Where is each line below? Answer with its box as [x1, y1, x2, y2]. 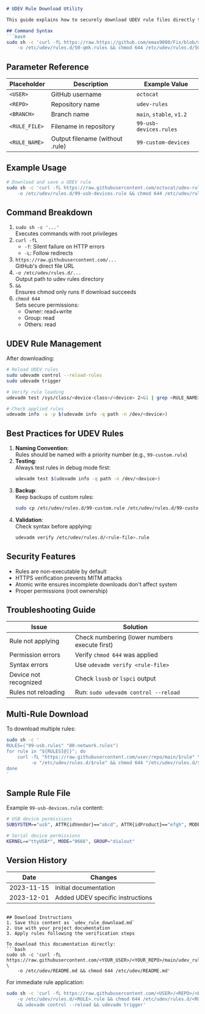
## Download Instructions [6, 914, 72, 921]
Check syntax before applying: [15, 522, 93, 530]
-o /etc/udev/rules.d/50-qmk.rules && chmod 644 [17, 45, 143, 51]
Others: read [24, 321, 56, 328]
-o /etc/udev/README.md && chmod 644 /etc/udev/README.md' [17, 968, 171, 974]
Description [73, 80, 109, 89]
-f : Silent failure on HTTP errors [24, 243, 105, 250]
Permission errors [9, 651, 61, 659]
